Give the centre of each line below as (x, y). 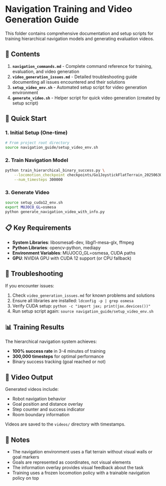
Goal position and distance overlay (47, 404)
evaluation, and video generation (46, 71)
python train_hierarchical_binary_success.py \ (55, 170)
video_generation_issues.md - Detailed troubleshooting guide (75, 77)
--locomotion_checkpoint (40, 175)
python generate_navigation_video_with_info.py (55, 212)
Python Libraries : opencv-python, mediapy (57, 247)
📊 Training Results (35, 327)
